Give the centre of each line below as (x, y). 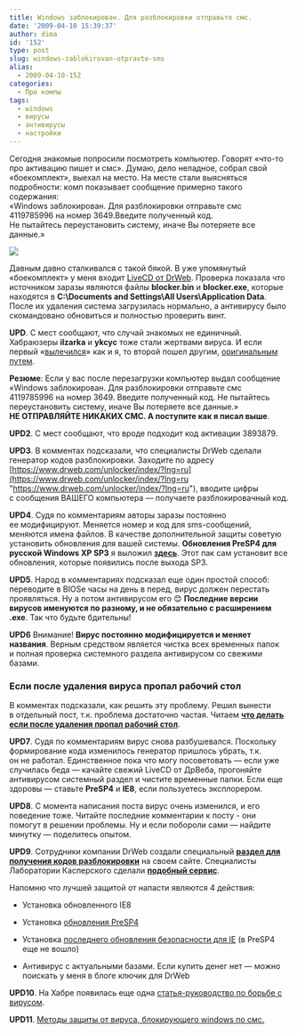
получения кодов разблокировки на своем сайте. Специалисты (133, 861)
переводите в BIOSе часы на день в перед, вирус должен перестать (140, 589)
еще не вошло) (51, 949)
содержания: (34, 196)
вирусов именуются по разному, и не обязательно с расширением (140, 608)
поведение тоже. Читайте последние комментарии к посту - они (132, 816)
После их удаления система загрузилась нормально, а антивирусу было (148, 306)
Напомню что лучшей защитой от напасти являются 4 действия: (132, 888)
